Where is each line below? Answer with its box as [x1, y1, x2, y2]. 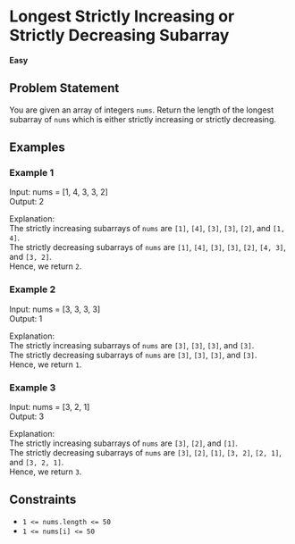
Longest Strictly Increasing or [9, 6, 235, 27]
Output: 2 [9, 197, 45, 207]
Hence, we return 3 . [9, 466, 82, 477]
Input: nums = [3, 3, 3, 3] [9, 304, 101, 314]
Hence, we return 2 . [9, 261, 82, 272]
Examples [9, 140, 65, 155]
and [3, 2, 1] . [9, 457, 64, 468]
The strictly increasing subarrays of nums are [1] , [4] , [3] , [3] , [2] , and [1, [9, 223, 285, 234]
